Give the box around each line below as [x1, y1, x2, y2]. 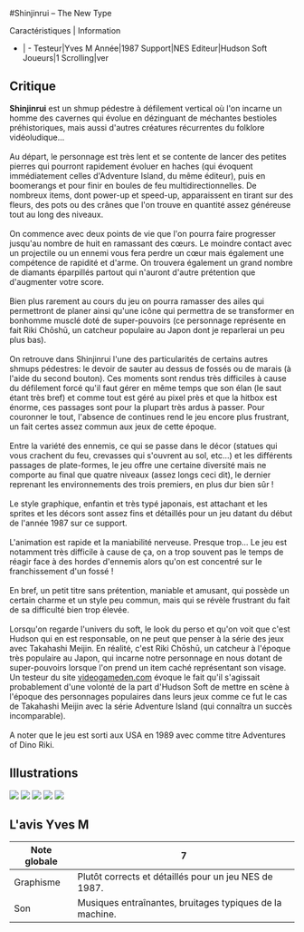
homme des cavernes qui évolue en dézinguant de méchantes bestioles [9, 113, 278, 123]
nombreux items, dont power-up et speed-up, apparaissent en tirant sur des [9, 190, 294, 201]
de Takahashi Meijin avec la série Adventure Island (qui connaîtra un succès [9, 701, 292, 711]
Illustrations [9, 766, 79, 781]
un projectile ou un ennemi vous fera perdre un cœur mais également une [9, 247, 285, 258]
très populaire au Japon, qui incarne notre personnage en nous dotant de [9, 652, 283, 663]
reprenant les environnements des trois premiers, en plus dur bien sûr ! [9, 478, 274, 489]
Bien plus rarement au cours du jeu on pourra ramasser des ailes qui [9, 295, 265, 307]
